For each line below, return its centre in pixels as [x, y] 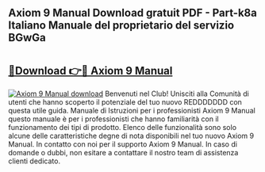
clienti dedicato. [35, 161]
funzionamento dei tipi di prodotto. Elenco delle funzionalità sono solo [122, 127]
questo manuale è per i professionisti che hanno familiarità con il [114, 119]
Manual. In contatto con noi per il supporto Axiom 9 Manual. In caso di [123, 144]
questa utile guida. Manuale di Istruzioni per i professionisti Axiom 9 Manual [132, 111]
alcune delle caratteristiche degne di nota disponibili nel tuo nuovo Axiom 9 [131, 136]
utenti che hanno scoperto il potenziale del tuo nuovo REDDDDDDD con [125, 102]
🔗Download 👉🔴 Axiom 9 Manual [90, 71]
